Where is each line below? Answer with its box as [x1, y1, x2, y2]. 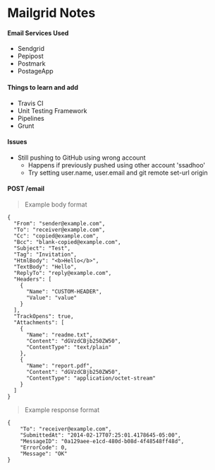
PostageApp [17, 67, 54, 76]
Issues [7, 138, 27, 146]
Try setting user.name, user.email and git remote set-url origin [27, 168, 208, 177]
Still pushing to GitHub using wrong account [17, 153, 146, 162]
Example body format [24, 200, 87, 208]
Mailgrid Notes [7, 5, 96, 21]
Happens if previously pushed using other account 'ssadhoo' [27, 160, 206, 169]
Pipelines [17, 114, 44, 122]
